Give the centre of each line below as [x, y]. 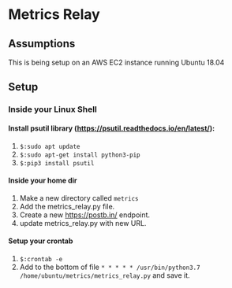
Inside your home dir [43, 181]
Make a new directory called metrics [79, 198]
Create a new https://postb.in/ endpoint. [85, 215]
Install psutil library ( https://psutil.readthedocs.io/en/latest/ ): [112, 128]
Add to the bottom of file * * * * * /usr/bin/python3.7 [110, 267]
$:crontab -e [41, 259]
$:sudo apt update [50, 146]
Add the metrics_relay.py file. [67, 206]
